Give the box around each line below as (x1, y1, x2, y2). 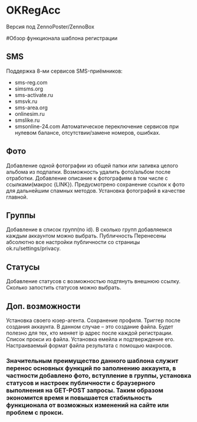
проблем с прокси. (6, 408, 64, 417)
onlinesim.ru (14, 110, 45, 117)
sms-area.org (14, 104, 48, 111)
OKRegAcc (6, 4, 61, 17)
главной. (6, 193, 28, 200)
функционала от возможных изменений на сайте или (6, 401, 169, 409)
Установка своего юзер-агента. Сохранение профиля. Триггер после (6, 317, 181, 324)
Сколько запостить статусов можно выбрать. (6, 284, 122, 291)
